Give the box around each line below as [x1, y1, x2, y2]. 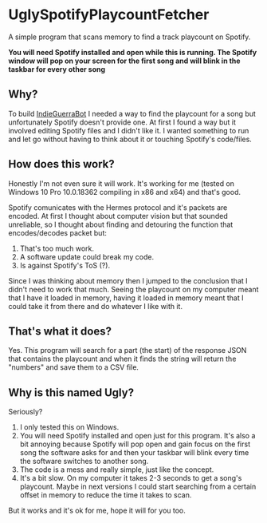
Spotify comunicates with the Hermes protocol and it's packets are [8, 202, 228, 212]
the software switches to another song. [19, 457, 149, 466]
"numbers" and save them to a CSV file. [8, 363, 139, 372]
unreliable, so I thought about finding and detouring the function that [8, 220, 234, 229]
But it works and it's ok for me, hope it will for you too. [8, 505, 186, 516]
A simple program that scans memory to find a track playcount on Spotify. [8, 32, 251, 42]
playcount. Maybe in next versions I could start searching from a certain [19, 481, 257, 492]
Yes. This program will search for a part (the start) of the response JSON [8, 346, 247, 355]
